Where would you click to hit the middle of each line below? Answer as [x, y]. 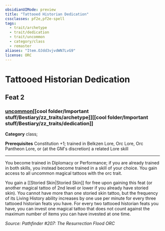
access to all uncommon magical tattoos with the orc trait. [64, 173]
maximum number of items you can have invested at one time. [68, 214]
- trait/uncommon [27, 37]
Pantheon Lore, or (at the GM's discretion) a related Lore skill [67, 149]
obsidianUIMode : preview [30, 10]
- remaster [21, 46]
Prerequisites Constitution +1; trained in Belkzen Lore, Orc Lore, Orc [74, 144]
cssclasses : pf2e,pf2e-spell [35, 19]
